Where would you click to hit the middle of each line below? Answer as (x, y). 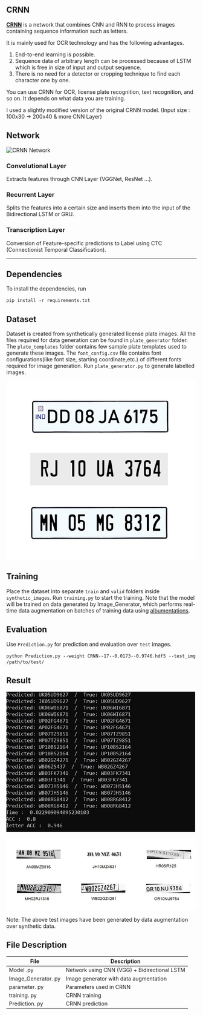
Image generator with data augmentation (116, 978)
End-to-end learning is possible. (55, 54)
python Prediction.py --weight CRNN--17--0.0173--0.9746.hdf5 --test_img (101, 656)
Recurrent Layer (31, 194)
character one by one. (43, 80)
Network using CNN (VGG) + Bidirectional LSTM (125, 970)
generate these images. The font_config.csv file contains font (84, 353)
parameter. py (26, 987)
